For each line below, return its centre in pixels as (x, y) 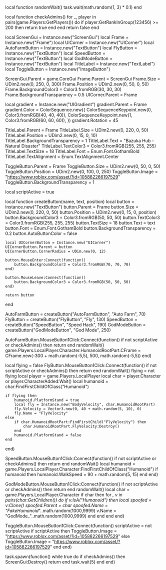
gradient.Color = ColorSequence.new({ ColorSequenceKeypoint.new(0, (79, 110)
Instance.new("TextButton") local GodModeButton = (59, 58)
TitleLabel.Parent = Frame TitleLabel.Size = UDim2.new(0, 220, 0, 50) (77, 130)
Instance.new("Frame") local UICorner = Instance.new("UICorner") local (79, 42)
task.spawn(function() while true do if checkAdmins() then (65, 556)
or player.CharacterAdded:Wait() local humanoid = (57, 381)
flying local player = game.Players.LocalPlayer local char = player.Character (83, 376)
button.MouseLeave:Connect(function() (45, 277)
